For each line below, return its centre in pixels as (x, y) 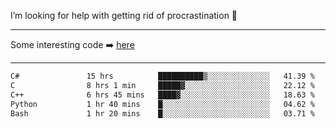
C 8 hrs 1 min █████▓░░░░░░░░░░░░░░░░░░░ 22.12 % (162, 85)
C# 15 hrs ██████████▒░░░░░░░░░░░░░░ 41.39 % (162, 76)
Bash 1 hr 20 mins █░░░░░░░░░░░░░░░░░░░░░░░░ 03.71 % (162, 113)
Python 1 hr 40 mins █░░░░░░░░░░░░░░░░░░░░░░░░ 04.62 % (162, 104)
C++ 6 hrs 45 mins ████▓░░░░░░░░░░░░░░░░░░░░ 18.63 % (162, 95)
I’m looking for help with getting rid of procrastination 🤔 (124, 15)
